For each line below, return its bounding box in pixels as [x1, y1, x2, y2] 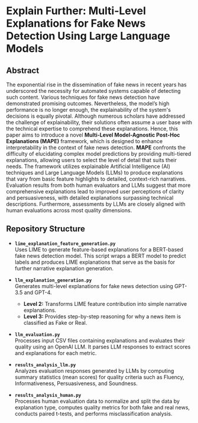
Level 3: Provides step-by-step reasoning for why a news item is [23, 312, 181, 320]
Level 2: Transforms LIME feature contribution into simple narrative [23, 300, 187, 307]
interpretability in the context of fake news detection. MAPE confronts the [6, 144, 186, 151]
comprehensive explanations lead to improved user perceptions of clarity [6, 188, 184, 195]
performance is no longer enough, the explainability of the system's [6, 106, 171, 113]
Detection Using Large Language [6, 30, 170, 43]
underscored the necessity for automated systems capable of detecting [6, 88, 181, 94]
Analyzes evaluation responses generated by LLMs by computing [14, 367, 174, 374]
